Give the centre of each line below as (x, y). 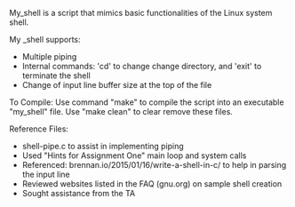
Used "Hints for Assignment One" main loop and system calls (134, 155)
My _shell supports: (45, 40)
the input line (46, 174)
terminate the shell (56, 76)
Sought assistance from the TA (79, 193)
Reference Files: (39, 129)
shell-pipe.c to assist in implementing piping (103, 146)
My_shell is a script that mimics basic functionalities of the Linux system (141, 13)
